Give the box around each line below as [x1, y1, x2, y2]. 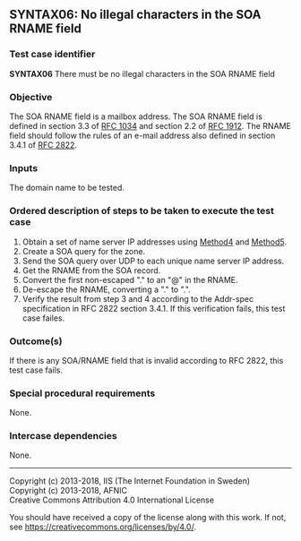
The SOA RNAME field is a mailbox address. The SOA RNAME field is [9, 111, 262, 122]
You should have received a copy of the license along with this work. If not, [9, 512, 287, 523]
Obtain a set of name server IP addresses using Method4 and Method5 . [21, 236, 287, 247]
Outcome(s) [9, 335, 63, 348]
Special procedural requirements [9, 387, 156, 399]
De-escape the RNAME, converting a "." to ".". [21, 284, 191, 295]
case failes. [21, 313, 65, 323]
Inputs [9, 161, 39, 174]
